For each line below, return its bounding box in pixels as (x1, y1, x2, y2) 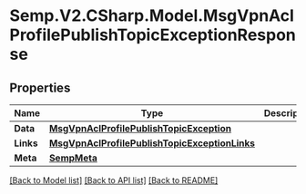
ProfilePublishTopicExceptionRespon (9, 24, 296, 45)
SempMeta (48, 151, 97, 164)
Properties (9, 80, 71, 95)
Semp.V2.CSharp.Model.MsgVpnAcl (9, 5, 294, 26)
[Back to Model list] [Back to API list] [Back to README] (9, 175, 219, 186)
